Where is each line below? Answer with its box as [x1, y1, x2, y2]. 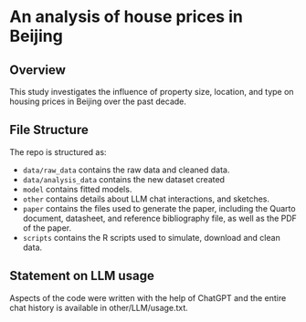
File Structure [9, 122, 89, 138]
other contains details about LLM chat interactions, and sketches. [22, 193, 270, 204]
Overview [9, 62, 67, 78]
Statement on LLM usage [9, 268, 155, 284]
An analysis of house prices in [9, 6, 244, 27]
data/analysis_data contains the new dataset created [22, 173, 226, 184]
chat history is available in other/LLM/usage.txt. [9, 302, 189, 313]
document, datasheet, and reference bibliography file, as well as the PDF [22, 213, 297, 223]
